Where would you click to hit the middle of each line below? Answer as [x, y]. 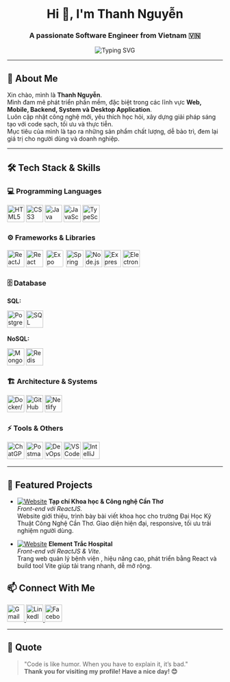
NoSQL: [18, 339]
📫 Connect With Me [51, 588]
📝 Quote [25, 647]
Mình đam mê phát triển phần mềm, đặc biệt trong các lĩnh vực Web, [104, 102]
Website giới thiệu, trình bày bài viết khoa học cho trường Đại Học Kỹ [114, 516]
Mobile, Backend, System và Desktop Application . [79, 110]
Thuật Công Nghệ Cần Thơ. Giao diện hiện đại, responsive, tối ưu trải [114, 523]
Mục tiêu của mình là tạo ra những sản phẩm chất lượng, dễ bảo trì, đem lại [113, 132]
